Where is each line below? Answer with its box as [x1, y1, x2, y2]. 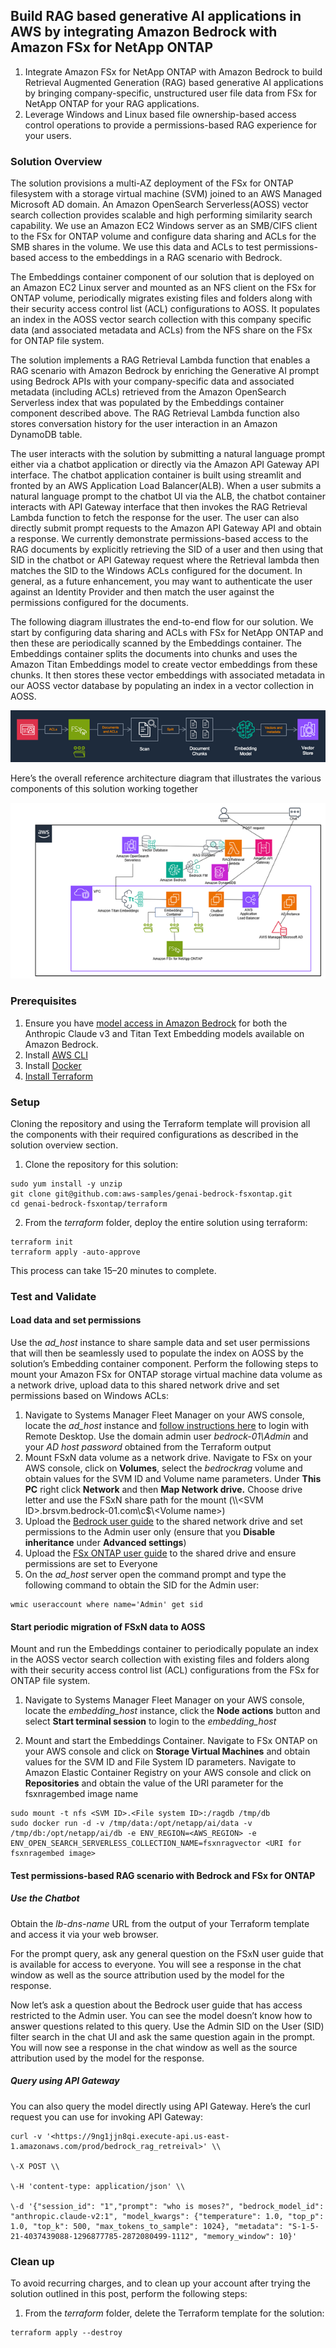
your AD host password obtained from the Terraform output [24, 1441, 272, 1453]
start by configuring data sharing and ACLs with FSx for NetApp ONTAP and [10, 627, 324, 639]
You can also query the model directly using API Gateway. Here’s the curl [10, 2100, 311, 2112]
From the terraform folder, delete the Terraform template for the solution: [24, 2307, 325, 2319]
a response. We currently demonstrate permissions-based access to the [10, 533, 309, 545]
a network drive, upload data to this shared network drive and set [10, 1379, 280, 1391]
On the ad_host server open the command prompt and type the [24, 1569, 287, 1581]
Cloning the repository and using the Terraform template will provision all [10, 1117, 311, 1129]
